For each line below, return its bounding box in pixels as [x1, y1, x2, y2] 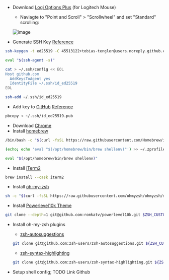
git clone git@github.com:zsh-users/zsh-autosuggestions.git [12, 241, 144, 246]
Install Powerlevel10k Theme [12, 202, 72, 208]
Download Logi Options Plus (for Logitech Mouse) [12, 5, 116, 10]
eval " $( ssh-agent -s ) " [5, 57, 55, 62]
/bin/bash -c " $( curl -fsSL [5, 137, 64, 143]
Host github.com [5, 72, 39, 77]
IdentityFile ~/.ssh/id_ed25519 [10, 81, 78, 86]
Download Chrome [12, 122, 52, 128]
